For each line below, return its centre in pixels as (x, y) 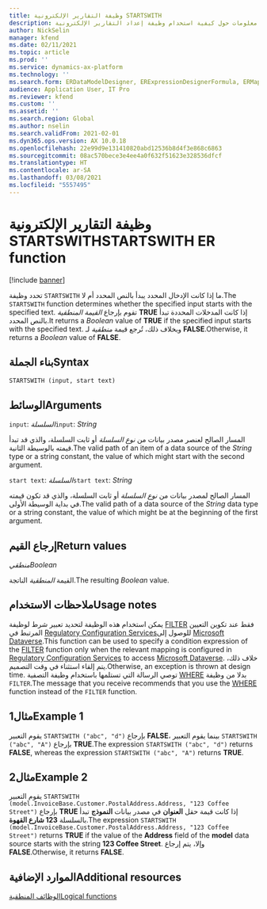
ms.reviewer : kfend (41, 97)
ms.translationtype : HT (48, 163)
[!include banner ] (37, 280)
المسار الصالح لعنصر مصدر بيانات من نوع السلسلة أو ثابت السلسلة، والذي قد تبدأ (127, 440)
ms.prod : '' (29, 60)
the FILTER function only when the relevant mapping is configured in (120, 649)
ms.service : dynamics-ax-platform (66, 67)
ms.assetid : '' (34, 112)
